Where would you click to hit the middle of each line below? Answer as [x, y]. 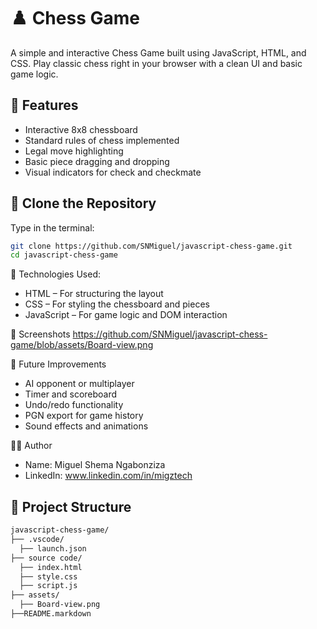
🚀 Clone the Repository [83, 203]
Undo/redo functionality [74, 405]
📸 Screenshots [40, 334]
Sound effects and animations [86, 426]
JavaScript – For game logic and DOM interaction [126, 315]
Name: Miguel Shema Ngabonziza [95, 465]
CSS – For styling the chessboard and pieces [117, 304]
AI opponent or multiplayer [79, 384]
